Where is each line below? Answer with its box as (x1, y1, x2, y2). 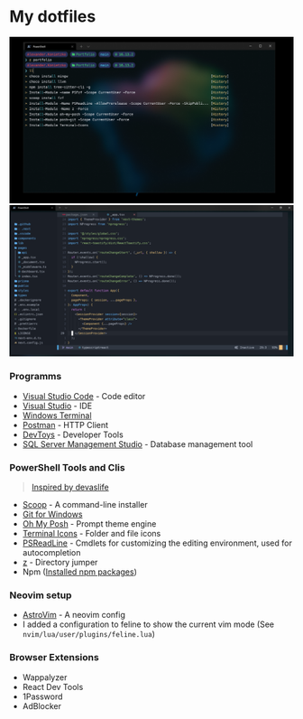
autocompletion (22, 547, 81, 558)
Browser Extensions (9, 651, 99, 664)
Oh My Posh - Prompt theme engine (22, 518, 157, 529)
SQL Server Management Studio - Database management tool (22, 438, 253, 449)
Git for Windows (22, 509, 83, 520)
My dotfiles (9, 6, 96, 27)
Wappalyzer (22, 671, 68, 683)
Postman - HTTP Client (22, 419, 109, 430)
